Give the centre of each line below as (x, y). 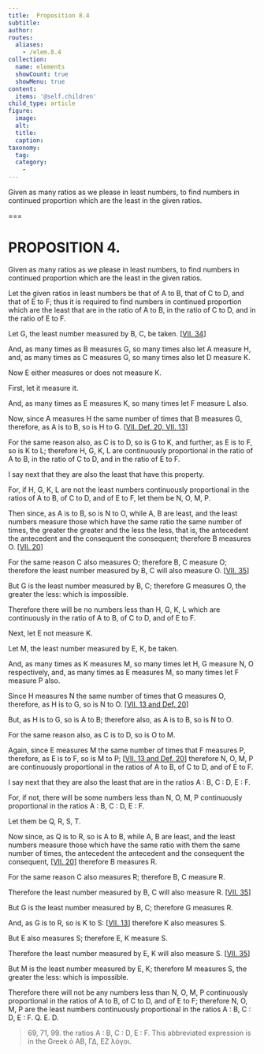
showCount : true (42, 74)
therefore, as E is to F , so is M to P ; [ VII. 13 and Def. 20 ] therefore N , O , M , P (131, 758)
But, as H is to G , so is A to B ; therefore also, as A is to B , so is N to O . (121, 719)
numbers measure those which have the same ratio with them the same (124, 845)
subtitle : (24, 23)
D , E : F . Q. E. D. (33, 1017)
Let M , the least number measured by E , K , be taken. (93, 648)
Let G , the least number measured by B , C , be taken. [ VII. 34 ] (107, 333)
